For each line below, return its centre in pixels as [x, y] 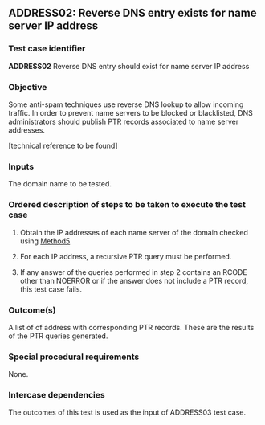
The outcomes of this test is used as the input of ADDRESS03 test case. [127, 412]
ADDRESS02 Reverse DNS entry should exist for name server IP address [129, 66]
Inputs [21, 166]
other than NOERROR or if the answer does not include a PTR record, [134, 280]
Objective [28, 87]
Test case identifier [47, 49]
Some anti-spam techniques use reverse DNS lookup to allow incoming [126, 104]
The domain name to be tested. [60, 184]
